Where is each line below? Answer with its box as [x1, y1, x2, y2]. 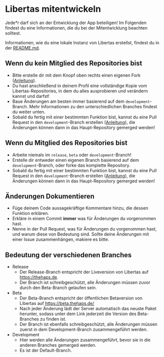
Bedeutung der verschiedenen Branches [5, 251, 132, 259]
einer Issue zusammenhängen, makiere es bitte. [12, 237, 109, 242]
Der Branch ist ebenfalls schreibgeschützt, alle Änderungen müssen [19, 321, 158, 327]
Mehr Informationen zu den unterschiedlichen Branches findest [29, 103, 158, 109]
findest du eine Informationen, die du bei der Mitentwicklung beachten [5, 25, 148, 30]
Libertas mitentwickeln [5, 3, 101, 15]
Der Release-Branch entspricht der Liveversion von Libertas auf [19, 269, 149, 275]
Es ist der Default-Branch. [19, 348, 72, 354]
